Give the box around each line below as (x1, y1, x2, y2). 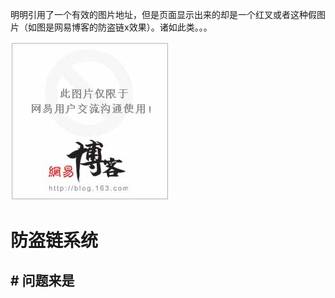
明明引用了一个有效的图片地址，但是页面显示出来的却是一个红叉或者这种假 (10, 9, 317, 20)
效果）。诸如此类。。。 (128, 21, 213, 33)
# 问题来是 (10, 272, 75, 289)
